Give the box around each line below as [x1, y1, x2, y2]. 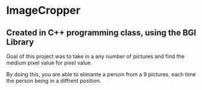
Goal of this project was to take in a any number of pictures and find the [6, 53, 185, 60]
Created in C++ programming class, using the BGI [6, 28, 197, 38]
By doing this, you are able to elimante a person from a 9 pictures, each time [6, 71, 196, 78]
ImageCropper [6, 4, 81, 17]
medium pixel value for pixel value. [6, 59, 92, 66]
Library [6, 37, 34, 47]
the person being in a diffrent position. [6, 77, 101, 84]
